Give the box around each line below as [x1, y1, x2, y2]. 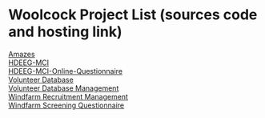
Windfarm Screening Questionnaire [8, 100, 125, 110]
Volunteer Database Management [8, 83, 119, 93]
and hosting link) [8, 22, 122, 41]
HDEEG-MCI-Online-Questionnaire [8, 66, 122, 75]
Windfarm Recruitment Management [8, 92, 128, 101]
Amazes [8, 49, 35, 59]
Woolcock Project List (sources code [8, 6, 258, 24]
